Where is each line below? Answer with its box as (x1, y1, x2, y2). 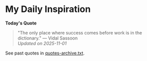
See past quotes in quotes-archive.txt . (5, 50, 85, 56)
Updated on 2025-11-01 (17, 40, 67, 46)
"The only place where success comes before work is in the (17, 29, 142, 35)
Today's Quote (5, 20, 37, 26)
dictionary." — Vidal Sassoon (17, 35, 78, 41)
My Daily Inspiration (5, 3, 91, 15)
